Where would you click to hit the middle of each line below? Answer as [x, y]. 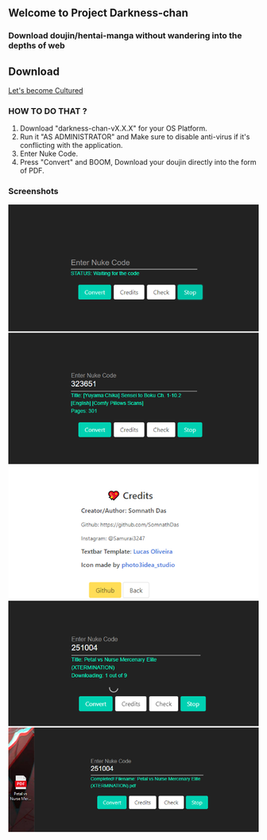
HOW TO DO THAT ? [48, 111]
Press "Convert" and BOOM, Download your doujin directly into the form [138, 162]
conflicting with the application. [71, 146]
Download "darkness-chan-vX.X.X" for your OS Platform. [114, 128]
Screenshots [33, 192]
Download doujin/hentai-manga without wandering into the [125, 36]
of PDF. [32, 171]
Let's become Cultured [46, 91]
